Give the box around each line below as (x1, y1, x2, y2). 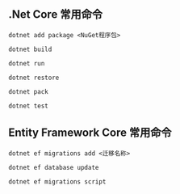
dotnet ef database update (8, 163, 99, 171)
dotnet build (8, 45, 52, 53)
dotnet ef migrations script (8, 177, 107, 186)
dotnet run (8, 59, 45, 67)
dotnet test (8, 102, 48, 110)
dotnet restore (8, 74, 60, 82)
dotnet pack (8, 87, 48, 95)
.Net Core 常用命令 (8, 7, 103, 22)
